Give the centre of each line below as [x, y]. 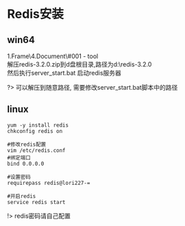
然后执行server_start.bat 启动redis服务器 [64, 73]
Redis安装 [35, 14]
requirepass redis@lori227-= [49, 183]
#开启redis [22, 196]
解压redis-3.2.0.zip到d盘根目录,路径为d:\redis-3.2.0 [79, 64]
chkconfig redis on [35, 131]
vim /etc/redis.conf [37, 150]
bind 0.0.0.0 [26, 164]
